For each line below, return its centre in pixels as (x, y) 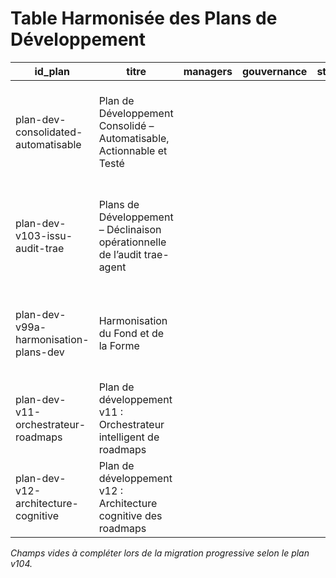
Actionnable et (133, 150)
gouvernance (274, 71)
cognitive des (130, 515)
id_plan (52, 71)
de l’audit (120, 254)
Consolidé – (126, 125)
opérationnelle (132, 242)
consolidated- (49, 132)
